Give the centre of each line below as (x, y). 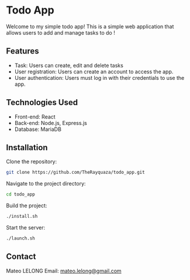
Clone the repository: (32, 161)
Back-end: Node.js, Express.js (51, 123)
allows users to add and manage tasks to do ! (61, 32)
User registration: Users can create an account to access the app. (94, 72)
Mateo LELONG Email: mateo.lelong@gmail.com (64, 271)
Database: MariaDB (38, 129)
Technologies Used (42, 102)
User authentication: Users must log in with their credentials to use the (99, 77)
